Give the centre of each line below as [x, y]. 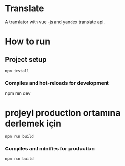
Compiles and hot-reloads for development [57, 83]
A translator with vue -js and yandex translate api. [55, 22]
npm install [17, 71]
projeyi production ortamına [63, 113]
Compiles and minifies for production [50, 149]
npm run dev [18, 93]
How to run [28, 42]
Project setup [26, 60]
